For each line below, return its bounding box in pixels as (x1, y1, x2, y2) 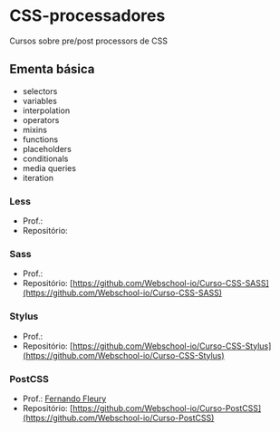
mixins (22, 124, 48, 135)
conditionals (22, 153, 69, 164)
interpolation (22, 105, 71, 116)
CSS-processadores (9, 5, 166, 26)
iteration (22, 172, 54, 183)
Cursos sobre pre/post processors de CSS (9, 35, 168, 46)
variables (22, 95, 57, 106)
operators (22, 114, 60, 125)
